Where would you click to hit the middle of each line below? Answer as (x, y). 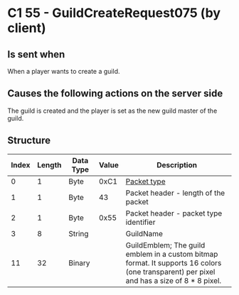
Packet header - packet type (174, 213)
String (79, 233)
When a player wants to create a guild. (64, 71)
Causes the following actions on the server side (115, 94)
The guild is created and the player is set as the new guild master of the (112, 111)
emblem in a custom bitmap (172, 254)
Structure (29, 141)
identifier (140, 222)
